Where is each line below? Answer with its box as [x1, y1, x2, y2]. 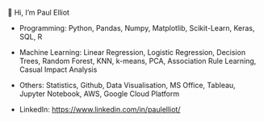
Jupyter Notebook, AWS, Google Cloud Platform [19, 89, 179, 99]
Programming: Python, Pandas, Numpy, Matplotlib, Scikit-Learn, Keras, [19, 23, 255, 32]
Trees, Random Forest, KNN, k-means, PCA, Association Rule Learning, [19, 57, 257, 65]
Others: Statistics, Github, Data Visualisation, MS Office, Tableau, [19, 81, 236, 90]
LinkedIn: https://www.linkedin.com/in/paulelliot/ [19, 105, 181, 114]
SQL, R [19, 32, 43, 41]
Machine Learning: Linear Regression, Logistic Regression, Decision [19, 48, 246, 57]
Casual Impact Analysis [19, 65, 98, 74]
